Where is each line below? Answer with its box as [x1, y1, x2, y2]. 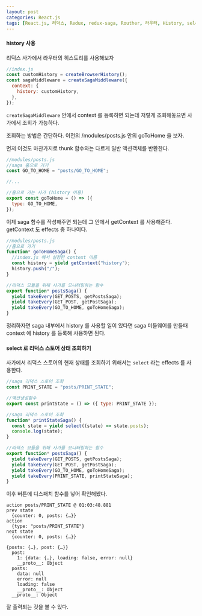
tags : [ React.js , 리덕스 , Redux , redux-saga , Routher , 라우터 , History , [6, 20, 185, 26]
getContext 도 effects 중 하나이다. [6, 226, 88, 233]
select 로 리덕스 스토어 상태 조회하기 [6, 345, 91, 352]
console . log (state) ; [11, 428, 63, 434]
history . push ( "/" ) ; [11, 266, 61, 272]
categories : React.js [6, 14, 61, 21]
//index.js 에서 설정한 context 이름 [11, 255, 97, 261]
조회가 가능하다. [22, 119, 60, 126]
